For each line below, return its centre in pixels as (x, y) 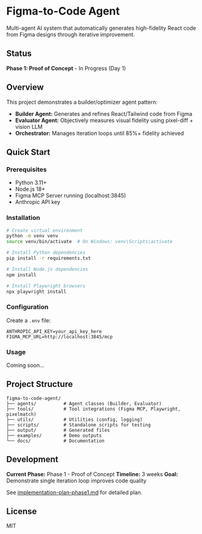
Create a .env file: (29, 320)
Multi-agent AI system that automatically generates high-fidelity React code (101, 28)
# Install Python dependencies (46, 253)
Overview (25, 87)
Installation (23, 218)
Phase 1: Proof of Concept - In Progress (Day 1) (66, 68)
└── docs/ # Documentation (55, 441)
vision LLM (29, 126)
